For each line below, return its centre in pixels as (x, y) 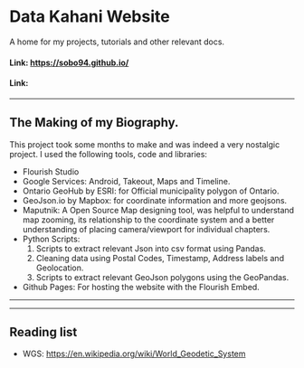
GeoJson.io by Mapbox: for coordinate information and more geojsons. (155, 200)
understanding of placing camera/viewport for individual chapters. (146, 229)
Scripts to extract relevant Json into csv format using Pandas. (151, 248)
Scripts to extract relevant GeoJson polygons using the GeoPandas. (162, 277)
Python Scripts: (51, 239)
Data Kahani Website (90, 17)
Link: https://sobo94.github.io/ (69, 62)
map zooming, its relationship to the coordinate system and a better (148, 220)
